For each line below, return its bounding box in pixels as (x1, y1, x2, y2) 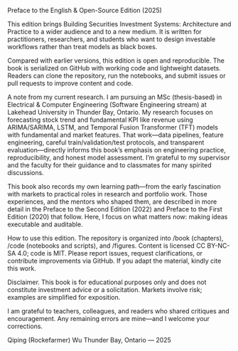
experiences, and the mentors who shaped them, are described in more (7, 197, 217, 206)
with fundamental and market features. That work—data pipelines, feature (7, 131, 224, 139)
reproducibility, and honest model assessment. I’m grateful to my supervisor (7, 153, 230, 162)
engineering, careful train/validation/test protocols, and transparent (7, 138, 205, 147)
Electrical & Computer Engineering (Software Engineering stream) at (7, 100, 207, 109)
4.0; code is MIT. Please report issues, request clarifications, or (17, 249, 203, 257)
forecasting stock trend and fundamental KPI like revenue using (7, 115, 193, 124)
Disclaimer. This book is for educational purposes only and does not (7, 278, 207, 286)
